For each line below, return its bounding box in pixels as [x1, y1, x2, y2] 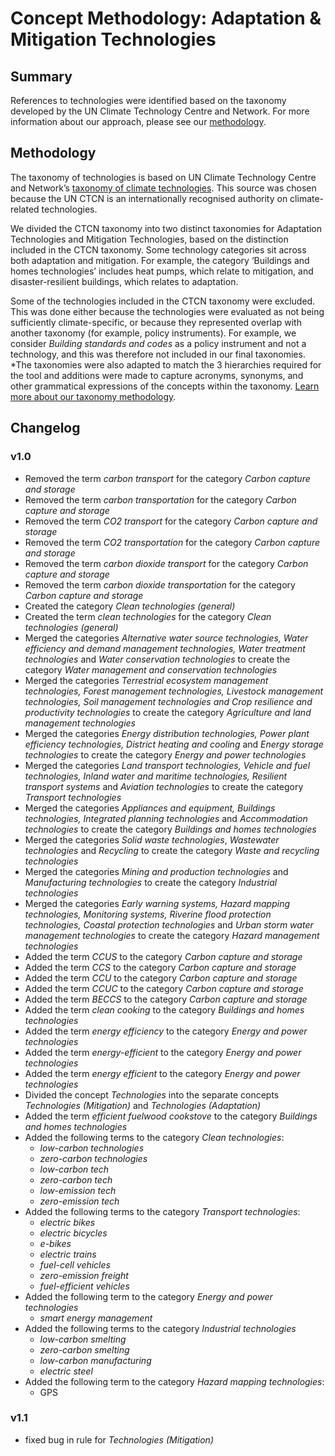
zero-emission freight [39, 1269, 129, 1281]
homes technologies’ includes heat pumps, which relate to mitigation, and [10, 265, 314, 277]
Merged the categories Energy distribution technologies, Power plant [24, 727, 310, 739]
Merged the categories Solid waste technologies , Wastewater [24, 833, 280, 846]
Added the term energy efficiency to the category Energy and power [24, 1025, 308, 1037]
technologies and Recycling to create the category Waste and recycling [24, 844, 320, 856]
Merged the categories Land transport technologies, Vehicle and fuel [24, 759, 311, 771]
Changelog [10, 420, 81, 437]
